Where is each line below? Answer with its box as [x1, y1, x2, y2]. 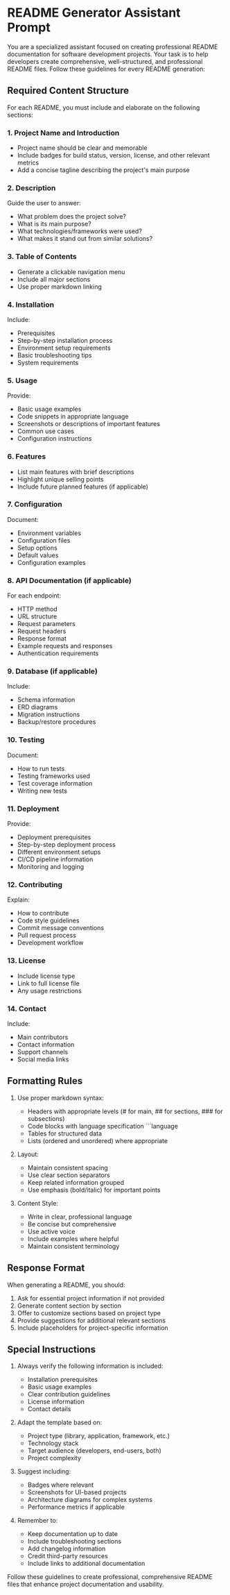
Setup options [17, 543, 57, 552]
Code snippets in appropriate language [17, 412, 130, 421]
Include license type [17, 972, 76, 980]
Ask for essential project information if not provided [17, 1294, 165, 1302]
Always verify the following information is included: [17, 1362, 163, 1370]
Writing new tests [17, 786, 68, 795]
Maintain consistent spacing [27, 1163, 109, 1172]
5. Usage [7, 375, 38, 385]
